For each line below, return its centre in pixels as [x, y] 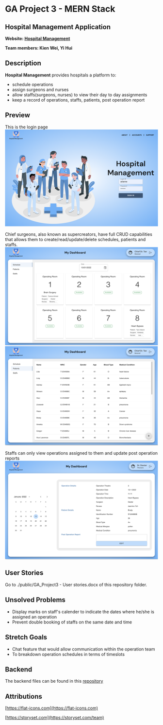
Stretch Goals [26, 637]
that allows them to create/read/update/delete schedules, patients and [75, 239]
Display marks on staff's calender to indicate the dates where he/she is [83, 612]
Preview [18, 115]
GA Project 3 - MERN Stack [60, 9]
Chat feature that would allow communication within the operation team [83, 649]
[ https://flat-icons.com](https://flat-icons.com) [52, 708]
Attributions [24, 696]
